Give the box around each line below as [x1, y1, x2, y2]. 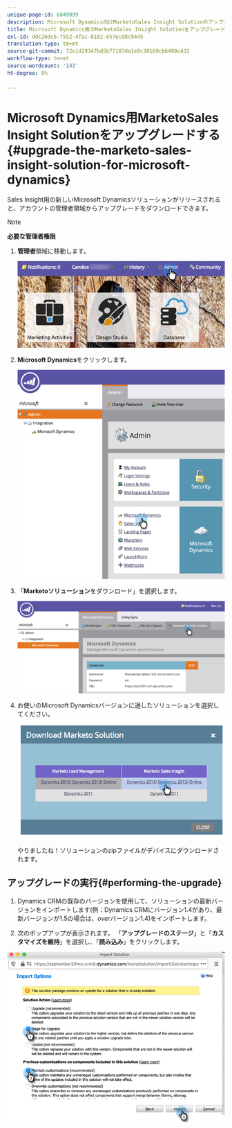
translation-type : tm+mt [7, 40, 79, 48]
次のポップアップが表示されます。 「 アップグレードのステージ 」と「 [17, 928, 213, 937]
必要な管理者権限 [7, 232, 56, 240]
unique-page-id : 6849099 [7, 11, 79, 18]
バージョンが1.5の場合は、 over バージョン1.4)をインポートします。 [23, 914, 211, 922]
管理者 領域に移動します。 [17, 247, 90, 256]
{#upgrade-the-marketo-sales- [7, 142, 192, 158]
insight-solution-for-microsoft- [7, 157, 191, 173]
